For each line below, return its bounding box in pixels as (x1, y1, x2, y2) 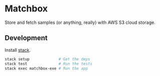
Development (5, 34, 48, 42)
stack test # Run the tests (5, 61, 93, 66)
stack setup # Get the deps (5, 57, 91, 62)
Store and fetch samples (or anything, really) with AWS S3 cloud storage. (5, 19, 156, 25)
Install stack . (5, 47, 31, 53)
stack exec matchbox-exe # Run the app (5, 66, 88, 71)
